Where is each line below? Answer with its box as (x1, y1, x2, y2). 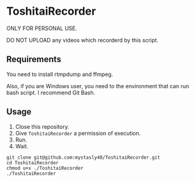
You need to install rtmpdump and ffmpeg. (6, 70, 113, 78)
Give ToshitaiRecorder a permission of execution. (15, 129, 141, 137)
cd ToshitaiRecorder (6, 159, 59, 166)
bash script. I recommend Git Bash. (6, 89, 96, 96)
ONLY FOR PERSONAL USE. (6, 25, 78, 32)
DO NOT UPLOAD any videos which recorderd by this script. (6, 36, 159, 44)
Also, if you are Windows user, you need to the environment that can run (6, 82, 189, 89)
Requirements (6, 54, 61, 65)
